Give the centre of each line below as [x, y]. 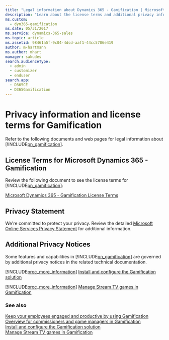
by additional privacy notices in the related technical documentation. [76, 262]
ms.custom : [17, 19]
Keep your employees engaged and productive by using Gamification [77, 316]
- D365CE [19, 85]
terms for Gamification [54, 125]
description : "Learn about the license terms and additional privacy [80, 15]
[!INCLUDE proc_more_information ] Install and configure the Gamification [80, 271]
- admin [18, 66]
